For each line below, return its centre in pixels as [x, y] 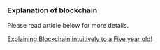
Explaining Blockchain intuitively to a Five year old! [80, 39]
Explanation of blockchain [52, 10]
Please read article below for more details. [68, 26]
